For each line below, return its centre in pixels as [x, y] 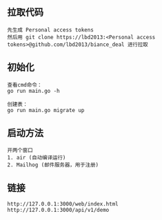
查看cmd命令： [25, 85]
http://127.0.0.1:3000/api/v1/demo [58, 210]
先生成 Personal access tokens [51, 30]
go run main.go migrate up [46, 110]
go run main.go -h [33, 91]
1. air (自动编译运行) [37, 158]
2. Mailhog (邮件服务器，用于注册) [53, 165]
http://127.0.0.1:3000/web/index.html [63, 204]
